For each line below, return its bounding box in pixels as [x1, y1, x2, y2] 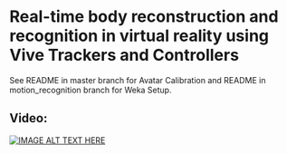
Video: [9, 111, 48, 126]
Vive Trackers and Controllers [9, 45, 240, 65]
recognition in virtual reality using [9, 25, 270, 46]
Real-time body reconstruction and [9, 6, 279, 27]
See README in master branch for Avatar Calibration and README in [9, 74, 266, 85]
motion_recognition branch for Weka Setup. [9, 84, 172, 95]
